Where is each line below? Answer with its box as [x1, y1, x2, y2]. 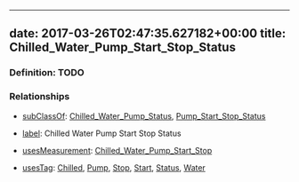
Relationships [9, 91, 70, 103]
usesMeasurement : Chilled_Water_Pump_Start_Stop [21, 145, 213, 155]
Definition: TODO [9, 67, 85, 79]
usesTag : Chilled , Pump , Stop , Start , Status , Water [21, 162, 206, 173]
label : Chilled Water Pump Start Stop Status [21, 128, 182, 138]
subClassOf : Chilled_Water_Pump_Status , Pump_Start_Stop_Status [21, 110, 266, 121]
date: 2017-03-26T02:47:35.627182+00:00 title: [9, 26, 287, 41]
